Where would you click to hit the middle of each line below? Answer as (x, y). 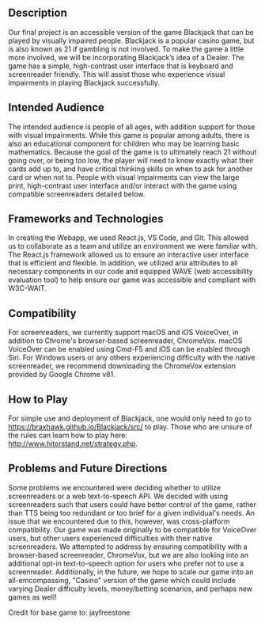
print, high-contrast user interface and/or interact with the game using (123, 185)
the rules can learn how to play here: (68, 436)
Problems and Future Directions (88, 469)
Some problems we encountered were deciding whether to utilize (115, 487)
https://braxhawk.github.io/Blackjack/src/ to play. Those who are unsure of (131, 427)
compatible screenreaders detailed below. (77, 194)
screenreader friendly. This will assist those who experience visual (117, 74)
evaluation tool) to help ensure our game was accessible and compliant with (132, 280)
